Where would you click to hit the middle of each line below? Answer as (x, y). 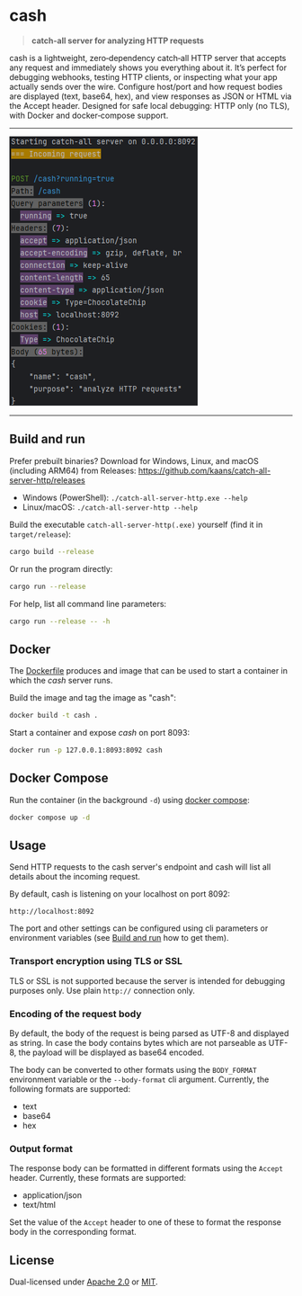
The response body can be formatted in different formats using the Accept (146, 1168)
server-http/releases (47, 480)
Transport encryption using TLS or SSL (96, 961)
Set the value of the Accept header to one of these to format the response (145, 1222)
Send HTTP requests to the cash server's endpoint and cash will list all (140, 867)
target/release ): (40, 534)
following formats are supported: (70, 1089)
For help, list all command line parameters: (88, 603)
